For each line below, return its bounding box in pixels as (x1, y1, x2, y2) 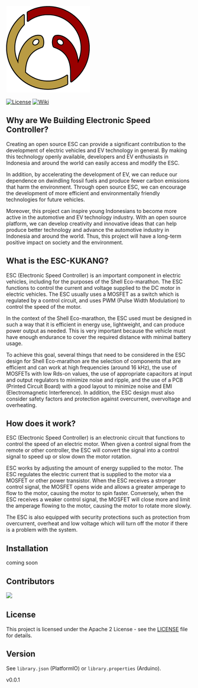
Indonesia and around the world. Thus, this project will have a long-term (6, 232, 182, 240)
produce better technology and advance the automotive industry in (6, 226, 170, 233)
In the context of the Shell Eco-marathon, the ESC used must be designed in (6, 314, 192, 322)
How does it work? (6, 419, 76, 429)
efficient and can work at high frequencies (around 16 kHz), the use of (6, 364, 177, 371)
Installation (6, 543, 48, 553)
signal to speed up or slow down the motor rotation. (6, 453, 132, 460)
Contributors (6, 576, 55, 586)
